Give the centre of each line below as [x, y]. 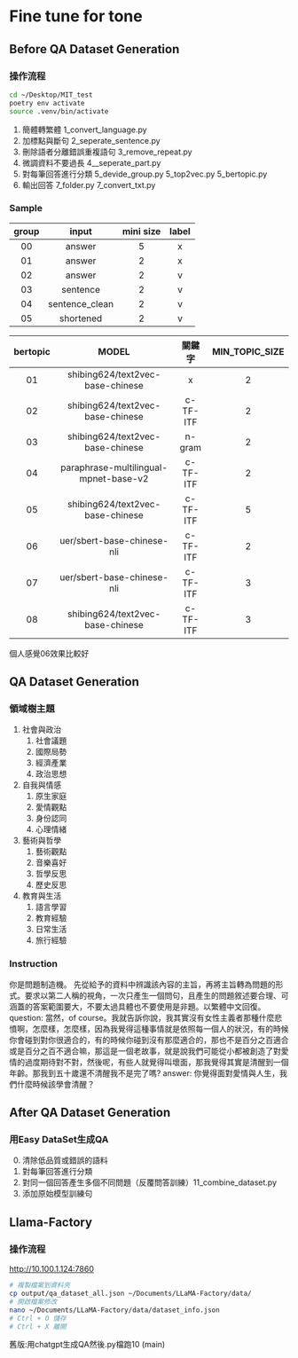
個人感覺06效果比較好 [49, 653]
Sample [26, 208]
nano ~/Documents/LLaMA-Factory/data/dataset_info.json [114, 1310]
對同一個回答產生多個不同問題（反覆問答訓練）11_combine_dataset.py [149, 1182]
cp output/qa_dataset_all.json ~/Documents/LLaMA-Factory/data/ [130, 1294]
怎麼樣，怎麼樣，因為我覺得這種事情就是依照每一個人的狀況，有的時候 [161, 1028]
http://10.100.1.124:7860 [52, 1269]
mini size [141, 231]
